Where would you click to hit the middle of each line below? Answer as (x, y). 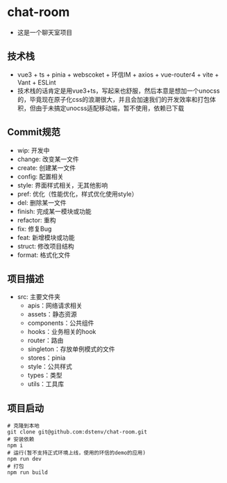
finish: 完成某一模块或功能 (54, 211)
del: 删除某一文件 (42, 202)
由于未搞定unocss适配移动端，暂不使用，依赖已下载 (110, 108)
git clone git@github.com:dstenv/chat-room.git (77, 432)
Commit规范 (34, 132)
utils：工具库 (46, 384)
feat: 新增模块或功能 (46, 237)
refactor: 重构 (36, 220)
